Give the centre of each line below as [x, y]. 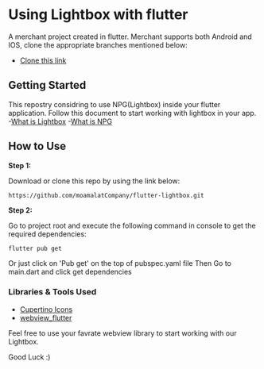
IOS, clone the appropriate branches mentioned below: [98, 44]
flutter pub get [35, 248]
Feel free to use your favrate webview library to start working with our [122, 333]
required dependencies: [47, 234]
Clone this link [43, 60]
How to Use [37, 146]
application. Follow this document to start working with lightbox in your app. [132, 113]
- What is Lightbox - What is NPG [60, 121]
